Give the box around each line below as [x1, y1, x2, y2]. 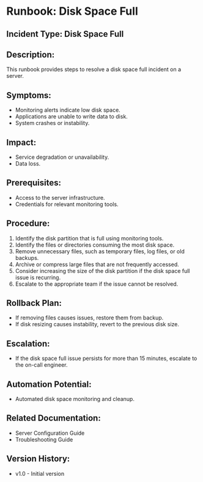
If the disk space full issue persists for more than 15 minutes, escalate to [15, 354, 197, 362]
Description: [6, 49, 55, 59]
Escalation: [6, 339, 50, 349]
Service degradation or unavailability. [15, 153, 109, 161]
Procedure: [6, 218, 50, 229]
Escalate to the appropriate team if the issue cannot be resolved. [15, 280, 179, 288]
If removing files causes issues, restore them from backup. [15, 314, 164, 321]
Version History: [6, 454, 70, 464]
